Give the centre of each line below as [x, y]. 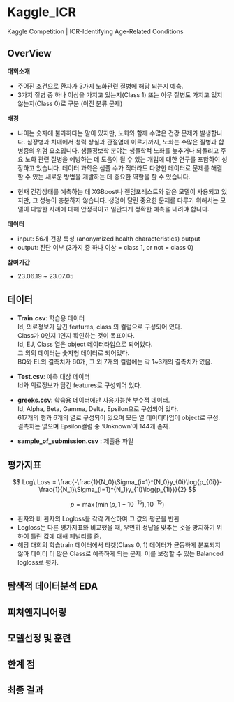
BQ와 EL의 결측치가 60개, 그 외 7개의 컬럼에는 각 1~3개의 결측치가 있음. [115, 361]
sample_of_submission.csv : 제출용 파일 [75, 441]
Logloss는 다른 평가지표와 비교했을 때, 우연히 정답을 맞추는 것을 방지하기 [116, 528]
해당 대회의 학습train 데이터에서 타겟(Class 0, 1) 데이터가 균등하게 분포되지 [119, 545]
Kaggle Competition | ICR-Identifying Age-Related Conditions [95, 31]
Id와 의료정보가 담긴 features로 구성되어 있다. [79, 385]
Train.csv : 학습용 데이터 [51, 318]
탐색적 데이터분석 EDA [53, 587]
